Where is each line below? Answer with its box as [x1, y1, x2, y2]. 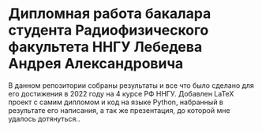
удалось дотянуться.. [8, 114, 80, 123]
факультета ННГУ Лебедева [8, 38, 203, 56]
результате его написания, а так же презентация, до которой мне [8, 105, 230, 115]
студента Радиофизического [8, 21, 209, 39]
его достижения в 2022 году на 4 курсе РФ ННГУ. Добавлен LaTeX [8, 89, 234, 98]
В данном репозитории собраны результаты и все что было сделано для [8, 80, 255, 90]
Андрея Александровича [8, 55, 184, 73]
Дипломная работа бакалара [8, 5, 211, 23]
